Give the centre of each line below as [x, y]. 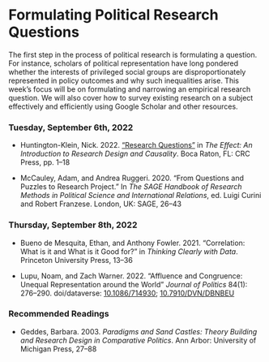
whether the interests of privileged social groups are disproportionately [127, 71]
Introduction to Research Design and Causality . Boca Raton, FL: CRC [135, 154]
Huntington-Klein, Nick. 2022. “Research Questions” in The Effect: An [136, 145]
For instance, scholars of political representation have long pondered [124, 63]
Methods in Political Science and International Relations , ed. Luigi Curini [141, 196]
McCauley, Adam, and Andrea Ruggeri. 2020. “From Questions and [132, 178]
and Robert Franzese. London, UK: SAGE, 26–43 [101, 204]
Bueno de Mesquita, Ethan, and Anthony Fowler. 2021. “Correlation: [132, 243]
